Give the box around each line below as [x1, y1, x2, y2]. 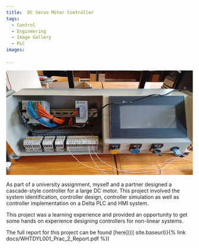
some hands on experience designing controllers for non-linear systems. [6, 217, 184, 224]
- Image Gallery [11, 34, 52, 41]
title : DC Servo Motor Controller [6, 9, 94, 15]
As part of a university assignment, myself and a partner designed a [6, 181, 172, 188]
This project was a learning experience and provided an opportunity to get [6, 211, 188, 218]
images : [6, 47, 25, 53]
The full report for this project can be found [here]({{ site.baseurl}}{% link [6, 229, 186, 236]
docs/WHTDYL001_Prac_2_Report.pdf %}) [6, 235, 110, 242]
